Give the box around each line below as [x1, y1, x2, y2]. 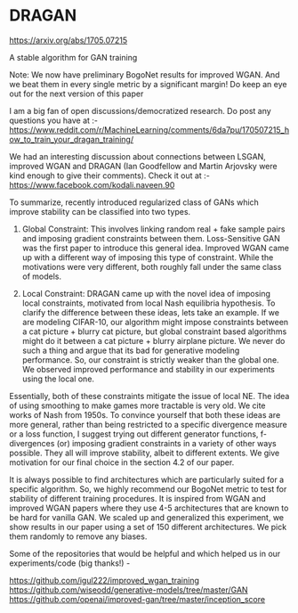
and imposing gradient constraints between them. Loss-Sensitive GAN [21, 233, 280, 243]
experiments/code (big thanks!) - [9, 558, 131, 568]
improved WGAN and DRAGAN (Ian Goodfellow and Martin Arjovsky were [9, 160, 278, 171]
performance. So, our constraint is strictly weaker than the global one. [21, 354, 279, 365]
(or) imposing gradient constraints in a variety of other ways [56, 437, 278, 448]
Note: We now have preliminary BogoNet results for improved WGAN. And [9, 69, 280, 80]
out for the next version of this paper [9, 88, 144, 99]
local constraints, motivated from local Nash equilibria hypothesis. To [21, 298, 276, 308]
